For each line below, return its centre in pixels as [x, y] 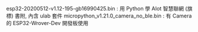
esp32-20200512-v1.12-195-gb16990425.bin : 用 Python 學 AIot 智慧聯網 [95, 8]
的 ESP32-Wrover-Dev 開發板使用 [47, 23]
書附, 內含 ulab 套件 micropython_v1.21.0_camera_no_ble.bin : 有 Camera [103, 16]
